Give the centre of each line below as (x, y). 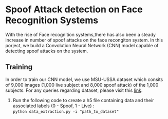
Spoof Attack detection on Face (74, 9)
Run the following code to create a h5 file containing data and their (83, 100)
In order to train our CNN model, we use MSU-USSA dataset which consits (84, 79)
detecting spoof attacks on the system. (47, 51)
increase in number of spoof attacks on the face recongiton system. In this (84, 40)
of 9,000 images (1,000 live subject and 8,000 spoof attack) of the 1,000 (82, 85)
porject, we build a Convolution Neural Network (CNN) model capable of (82, 45)
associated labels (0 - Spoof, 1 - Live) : (53, 106)
